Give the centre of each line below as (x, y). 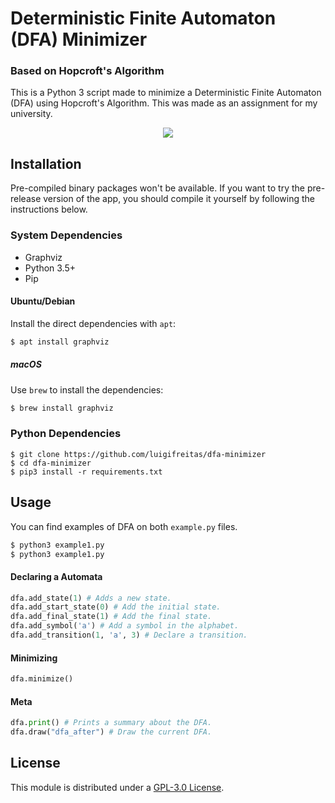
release (26, 199)
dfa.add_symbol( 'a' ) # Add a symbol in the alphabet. (125, 626)
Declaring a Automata (56, 576)
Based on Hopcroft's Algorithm (87, 71)
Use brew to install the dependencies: (87, 389)
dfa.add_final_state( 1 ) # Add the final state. (111, 617)
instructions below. (49, 209)
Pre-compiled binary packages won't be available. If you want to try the (158, 188)
